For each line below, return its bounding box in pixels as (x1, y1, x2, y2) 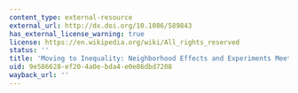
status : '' (9, 46, 50, 55)
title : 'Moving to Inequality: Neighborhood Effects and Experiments (9, 54, 272, 63)
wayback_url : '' (9, 71, 69, 80)
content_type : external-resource (9, 12, 133, 22)
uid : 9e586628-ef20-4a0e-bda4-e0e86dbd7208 (9, 63, 173, 72)
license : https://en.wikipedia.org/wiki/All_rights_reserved (9, 37, 240, 47)
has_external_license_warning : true (9, 29, 145, 38)
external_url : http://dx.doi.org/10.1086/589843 (9, 21, 192, 30)
